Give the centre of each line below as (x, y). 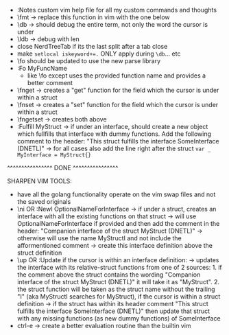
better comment (50, 83)
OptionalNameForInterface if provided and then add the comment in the (118, 223)
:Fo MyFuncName (42, 68)
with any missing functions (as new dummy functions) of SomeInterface (119, 318)
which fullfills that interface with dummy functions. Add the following (114, 134)
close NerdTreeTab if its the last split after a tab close (92, 46)
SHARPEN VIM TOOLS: (39, 181)
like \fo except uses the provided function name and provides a (117, 76)
